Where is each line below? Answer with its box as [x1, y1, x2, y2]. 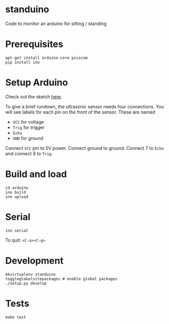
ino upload [5, 194, 29, 199]
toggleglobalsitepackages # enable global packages [5, 276, 117, 282]
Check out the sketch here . [5, 94, 62, 100]
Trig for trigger [12, 124, 45, 130]
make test [5, 314, 27, 320]
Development [5, 254, 64, 266]
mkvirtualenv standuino [5, 272, 56, 277]
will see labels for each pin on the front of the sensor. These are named [5, 109, 156, 115]
